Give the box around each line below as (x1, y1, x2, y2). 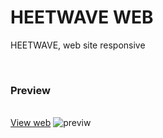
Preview (10, 83, 51, 97)
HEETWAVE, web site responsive (10, 39, 146, 51)
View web (10, 117, 52, 129)
